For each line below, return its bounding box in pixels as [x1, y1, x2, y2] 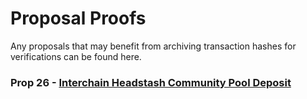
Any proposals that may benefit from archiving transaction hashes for [10, 40, 297, 52]
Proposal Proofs [10, 7, 147, 30]
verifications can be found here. [10, 50, 142, 62]
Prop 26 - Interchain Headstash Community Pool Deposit [10, 75, 292, 89]
